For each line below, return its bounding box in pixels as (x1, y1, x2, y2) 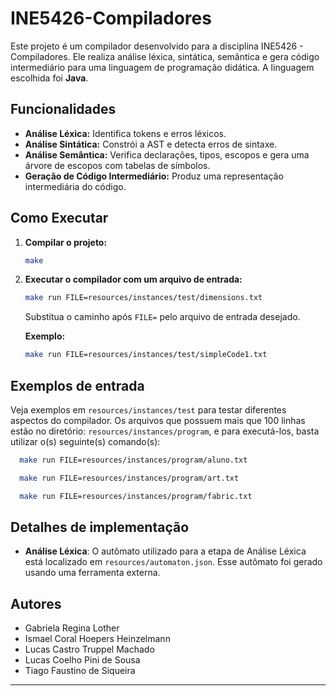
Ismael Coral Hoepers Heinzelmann (24, 633, 171, 645)
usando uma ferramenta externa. (24, 567, 161, 579)
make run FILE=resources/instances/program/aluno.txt (19, 455, 248, 465)
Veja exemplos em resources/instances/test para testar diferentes (10, 404, 287, 416)
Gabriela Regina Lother (24, 622, 120, 634)
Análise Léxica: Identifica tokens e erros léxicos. (24, 127, 227, 139)
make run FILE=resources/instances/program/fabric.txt (19, 491, 253, 501)
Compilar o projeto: (24, 236, 108, 248)
